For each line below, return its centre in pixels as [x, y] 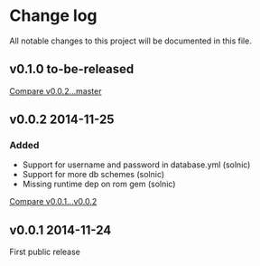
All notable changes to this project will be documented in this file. [131, 41]
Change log [53, 16]
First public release [45, 252]
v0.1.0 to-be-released [72, 69]
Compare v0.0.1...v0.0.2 [53, 202]
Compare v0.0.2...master [56, 90]
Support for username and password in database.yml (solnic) [136, 165]
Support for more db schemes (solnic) [93, 175]
